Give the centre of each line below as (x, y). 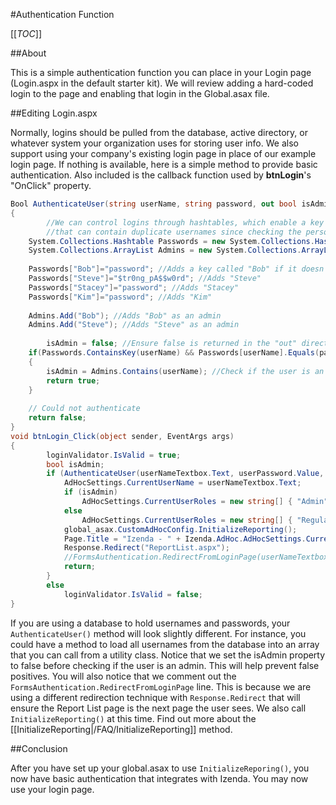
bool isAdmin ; (75, 464)
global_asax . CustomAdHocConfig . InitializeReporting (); (180, 529)
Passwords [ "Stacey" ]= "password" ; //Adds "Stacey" (134, 287)
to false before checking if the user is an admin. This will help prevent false (165, 665)
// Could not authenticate (84, 409)
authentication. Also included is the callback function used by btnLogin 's (161, 175)
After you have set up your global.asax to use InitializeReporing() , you (160, 768)
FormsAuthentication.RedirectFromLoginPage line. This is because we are (161, 686)
